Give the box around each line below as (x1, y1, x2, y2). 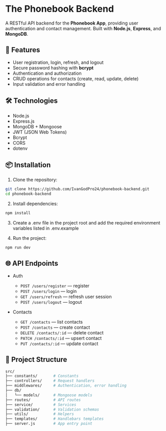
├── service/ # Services (5, 402, 77, 407)
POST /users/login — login (20, 288, 77, 294)
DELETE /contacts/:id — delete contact (20, 329, 104, 335)
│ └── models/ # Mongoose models (5, 392, 93, 398)
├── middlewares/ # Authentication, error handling (5, 383, 127, 389)
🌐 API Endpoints (5, 259, 59, 268)
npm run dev (5, 245, 31, 250)
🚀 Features (5, 46, 40, 54)
